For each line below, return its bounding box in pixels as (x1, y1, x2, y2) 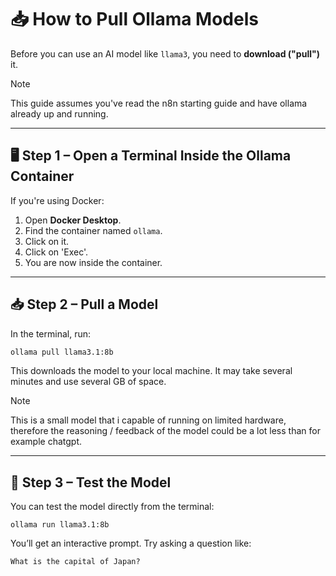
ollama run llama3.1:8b (10, 520, 110, 530)
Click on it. (24, 235, 70, 247)
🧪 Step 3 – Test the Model (10, 474, 172, 491)
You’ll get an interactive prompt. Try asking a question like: (10, 537, 252, 550)
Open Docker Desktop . (24, 214, 122, 226)
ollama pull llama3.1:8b (10, 347, 114, 357)
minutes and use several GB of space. (10, 376, 167, 388)
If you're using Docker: (10, 194, 105, 206)
